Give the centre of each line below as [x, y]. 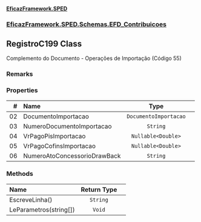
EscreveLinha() [31, 200]
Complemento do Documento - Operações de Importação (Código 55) [94, 58]
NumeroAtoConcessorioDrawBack [72, 156]
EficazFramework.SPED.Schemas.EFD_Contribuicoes [86, 24]
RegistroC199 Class [44, 43]
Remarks [20, 74]
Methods [20, 174]
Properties [22, 90]
